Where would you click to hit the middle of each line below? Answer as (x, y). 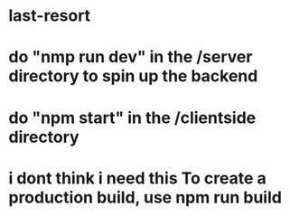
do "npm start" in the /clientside (132, 117)
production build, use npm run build (145, 197)
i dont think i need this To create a (138, 178)
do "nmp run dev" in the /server (131, 57)
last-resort (50, 16)
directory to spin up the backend (133, 76)
